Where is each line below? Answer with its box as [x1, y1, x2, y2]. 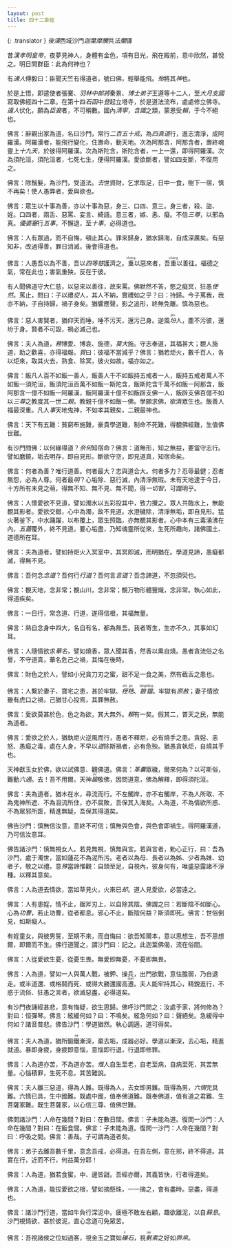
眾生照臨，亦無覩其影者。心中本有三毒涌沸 [97, 516, 218, 524]
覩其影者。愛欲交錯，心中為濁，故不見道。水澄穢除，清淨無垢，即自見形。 [7, 507, 218, 515]
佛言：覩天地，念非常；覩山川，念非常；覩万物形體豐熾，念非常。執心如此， [7, 585, 224, 594]
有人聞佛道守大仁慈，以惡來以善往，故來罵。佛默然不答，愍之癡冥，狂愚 [7, 282, 212, 290]
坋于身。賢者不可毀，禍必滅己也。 [7, 324, 104, 333]
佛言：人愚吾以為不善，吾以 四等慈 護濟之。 [7, 259, 128, 267]
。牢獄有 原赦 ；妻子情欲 [152, 687, 219, 695]
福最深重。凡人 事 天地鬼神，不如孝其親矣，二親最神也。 [7, 406, 164, 414]
